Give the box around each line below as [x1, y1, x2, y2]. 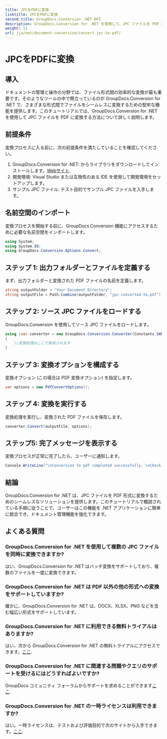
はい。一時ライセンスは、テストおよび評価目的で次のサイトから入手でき [5, 722, 153, 728]
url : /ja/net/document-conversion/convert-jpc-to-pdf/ [5, 30, 121, 35]
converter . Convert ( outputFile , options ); [5, 424, 92, 429]
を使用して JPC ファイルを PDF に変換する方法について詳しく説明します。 [5, 114, 157, 120]
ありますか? [5, 630, 34, 637]
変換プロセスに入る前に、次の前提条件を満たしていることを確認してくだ [5, 144, 153, 150]
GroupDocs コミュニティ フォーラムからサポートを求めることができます [5, 683, 153, 689]
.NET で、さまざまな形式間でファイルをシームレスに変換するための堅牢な [5, 102, 156, 107]
